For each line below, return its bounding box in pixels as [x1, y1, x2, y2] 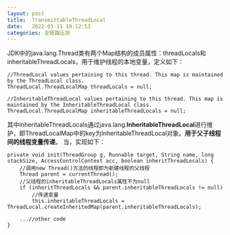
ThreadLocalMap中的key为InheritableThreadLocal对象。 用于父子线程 [25, 129, 222, 138]
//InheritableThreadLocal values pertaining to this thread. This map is [7, 96, 224, 103]
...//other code [19, 216, 67, 223]
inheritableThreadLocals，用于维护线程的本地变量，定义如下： [7, 58, 185, 66]
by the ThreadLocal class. [7, 77, 85, 85]
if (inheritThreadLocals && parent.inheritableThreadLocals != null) [19, 184, 224, 192]
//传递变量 [32, 192, 59, 198]
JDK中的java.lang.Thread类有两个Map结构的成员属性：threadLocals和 [7, 49, 207, 57]
